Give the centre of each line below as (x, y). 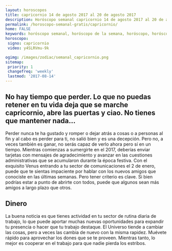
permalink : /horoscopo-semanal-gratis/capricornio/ (61, 24)
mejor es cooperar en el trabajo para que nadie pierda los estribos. (76, 243)
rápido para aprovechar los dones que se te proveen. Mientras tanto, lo (80, 238)
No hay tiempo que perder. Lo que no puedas (78, 97)
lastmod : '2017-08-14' (32, 76)
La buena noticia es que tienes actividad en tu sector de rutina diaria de (81, 216)
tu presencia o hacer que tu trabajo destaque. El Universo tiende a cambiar (84, 227)
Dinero (16, 204)
